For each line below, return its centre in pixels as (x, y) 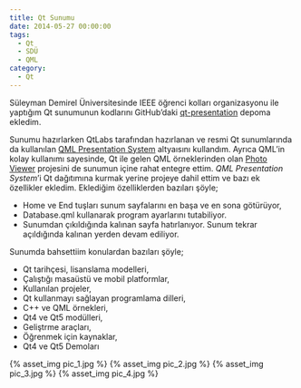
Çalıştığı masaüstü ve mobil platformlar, (96, 278)
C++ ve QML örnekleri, (65, 307)
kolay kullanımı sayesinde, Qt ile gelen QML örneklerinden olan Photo (138, 159)
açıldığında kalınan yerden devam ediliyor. (101, 234)
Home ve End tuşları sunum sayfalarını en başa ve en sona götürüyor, (152, 205)
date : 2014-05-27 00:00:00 (60, 26)
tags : (19, 34)
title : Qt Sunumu (42, 18)
